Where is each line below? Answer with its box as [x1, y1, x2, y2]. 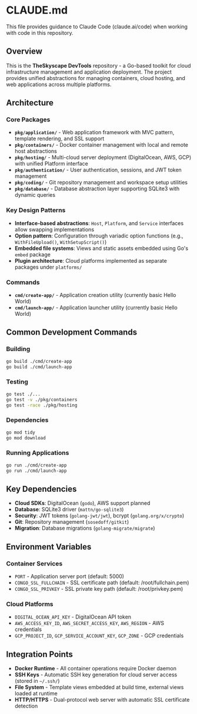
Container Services [6, 559, 63, 567]
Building [6, 345, 31, 353]
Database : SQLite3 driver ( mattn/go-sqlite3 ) [14, 506, 124, 513]
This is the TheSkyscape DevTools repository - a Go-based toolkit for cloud [6, 62, 191, 69]
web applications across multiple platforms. [6, 81, 112, 88]
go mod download [6, 435, 46, 441]
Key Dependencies [6, 484, 77, 494]
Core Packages [6, 115, 51, 124]
